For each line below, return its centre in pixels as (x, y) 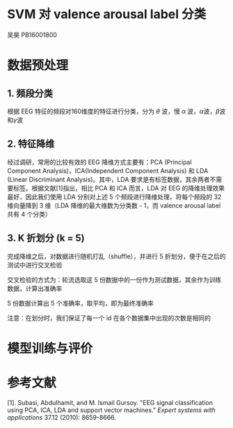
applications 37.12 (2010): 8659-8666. (62, 417)
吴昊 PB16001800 (32, 35)
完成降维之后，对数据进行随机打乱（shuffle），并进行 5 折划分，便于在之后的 (116, 256)
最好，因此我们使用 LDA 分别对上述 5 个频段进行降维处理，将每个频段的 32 (114, 197)
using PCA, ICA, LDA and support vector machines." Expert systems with (111, 410)
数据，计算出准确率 (35, 288)
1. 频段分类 (30, 93)
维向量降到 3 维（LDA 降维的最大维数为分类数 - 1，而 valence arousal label (114, 205)
